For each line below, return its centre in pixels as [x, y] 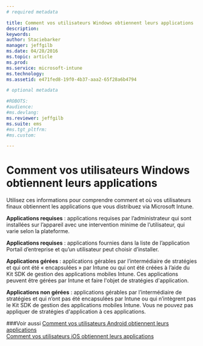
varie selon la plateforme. [38, 231]
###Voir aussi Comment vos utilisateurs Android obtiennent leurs [88, 324]
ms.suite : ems [24, 124]
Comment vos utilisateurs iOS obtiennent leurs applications [80, 336]
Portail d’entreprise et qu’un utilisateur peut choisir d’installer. [83, 249]
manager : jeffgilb [29, 46]
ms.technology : [25, 73]
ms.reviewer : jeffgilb [35, 118]
